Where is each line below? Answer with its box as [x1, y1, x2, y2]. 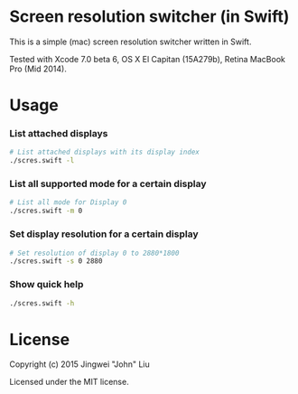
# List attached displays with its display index [9, 147, 200, 157]
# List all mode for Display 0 [9, 198, 127, 207]
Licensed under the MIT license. [9, 377, 129, 388]
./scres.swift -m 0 [9, 206, 83, 216]
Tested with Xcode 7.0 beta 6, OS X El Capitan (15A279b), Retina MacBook [9, 53, 286, 64]
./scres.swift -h [9, 298, 75, 308]
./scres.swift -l [9, 156, 75, 165]
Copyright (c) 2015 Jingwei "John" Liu [9, 359, 151, 370]
